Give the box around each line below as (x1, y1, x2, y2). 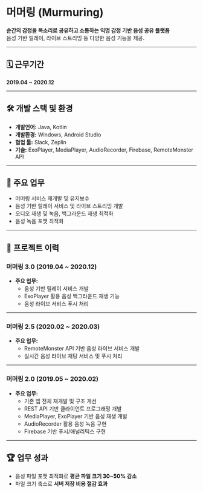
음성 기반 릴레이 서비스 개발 (24, 285, 89, 292)
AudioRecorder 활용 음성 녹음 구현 (24, 420, 107, 428)
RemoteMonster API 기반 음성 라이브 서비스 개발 (24, 345, 140, 352)
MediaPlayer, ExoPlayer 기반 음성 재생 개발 (24, 412, 128, 420)
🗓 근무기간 (6, 59, 44, 70)
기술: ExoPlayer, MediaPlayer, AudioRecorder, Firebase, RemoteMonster (14, 146, 193, 153)
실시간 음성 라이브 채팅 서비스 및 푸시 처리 (24, 352, 123, 360)
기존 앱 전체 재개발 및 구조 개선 (24, 397, 97, 404)
